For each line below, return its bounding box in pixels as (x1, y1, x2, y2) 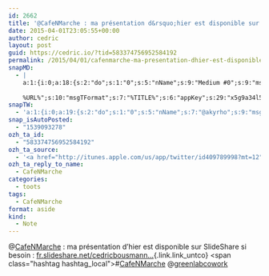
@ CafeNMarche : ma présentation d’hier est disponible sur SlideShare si (8, 242, 247, 252)
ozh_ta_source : (8, 146, 59, 154)
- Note (15, 220, 38, 228)
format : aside (8, 205, 56, 213)
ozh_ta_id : (8, 130, 45, 138)
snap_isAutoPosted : (8, 116, 74, 124)
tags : (8, 190, 26, 198)
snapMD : (8, 64, 34, 72)
